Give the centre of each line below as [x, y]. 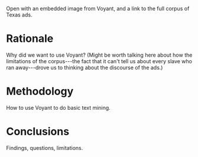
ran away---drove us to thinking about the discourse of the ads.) [85, 67]
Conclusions [38, 132]
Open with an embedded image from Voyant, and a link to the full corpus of [98, 9]
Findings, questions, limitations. [45, 148]
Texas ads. [19, 15]
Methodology [40, 91]
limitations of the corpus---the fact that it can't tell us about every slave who [99, 61]
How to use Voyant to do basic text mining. [58, 107]
